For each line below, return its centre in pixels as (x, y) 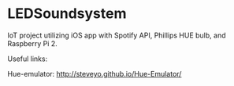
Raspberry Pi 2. (33, 43)
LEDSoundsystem (67, 14)
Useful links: (28, 59)
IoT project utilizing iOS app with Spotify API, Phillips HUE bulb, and (117, 35)
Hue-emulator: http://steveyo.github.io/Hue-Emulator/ (95, 73)
